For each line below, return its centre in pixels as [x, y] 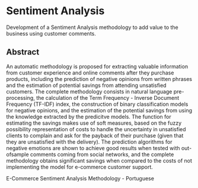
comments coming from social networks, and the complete [102, 154]
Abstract [23, 52]
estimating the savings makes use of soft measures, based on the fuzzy [94, 123]
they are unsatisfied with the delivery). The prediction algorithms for [89, 142]
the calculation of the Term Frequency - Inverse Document [108, 98]
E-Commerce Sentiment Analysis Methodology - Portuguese [80, 178]
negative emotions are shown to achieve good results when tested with [93, 148]
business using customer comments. [51, 33]
